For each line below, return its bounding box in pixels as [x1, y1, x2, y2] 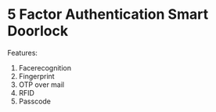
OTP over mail [18, 80, 64, 89]
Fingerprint [18, 71, 56, 81]
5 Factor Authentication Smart [7, 5, 209, 23]
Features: [7, 48, 38, 57]
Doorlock [7, 22, 68, 40]
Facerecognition [18, 63, 72, 72]
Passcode [18, 96, 52, 106]
